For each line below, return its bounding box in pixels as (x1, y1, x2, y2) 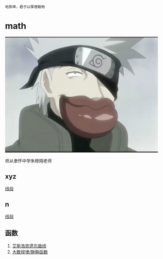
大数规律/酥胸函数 (12, 249, 48, 255)
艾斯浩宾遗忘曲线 (12, 243, 47, 248)
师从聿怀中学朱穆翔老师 (5, 158, 52, 164)
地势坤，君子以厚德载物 (5, 4, 45, 9)
